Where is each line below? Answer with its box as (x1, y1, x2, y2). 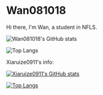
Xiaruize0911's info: (6, 58, 54, 66)
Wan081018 (6, 4, 66, 17)
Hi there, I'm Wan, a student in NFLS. (6, 23, 98, 31)
